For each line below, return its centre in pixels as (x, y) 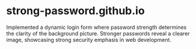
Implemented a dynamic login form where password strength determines (96, 27)
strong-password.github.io (76, 11)
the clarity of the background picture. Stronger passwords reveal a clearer (98, 33)
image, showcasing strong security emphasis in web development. (89, 40)
